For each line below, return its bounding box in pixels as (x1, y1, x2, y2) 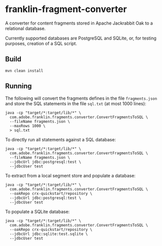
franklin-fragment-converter (5, 4, 127, 15)
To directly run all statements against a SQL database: (5, 136, 116, 142)
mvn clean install (5, 68, 43, 73)
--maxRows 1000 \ (9, 123, 46, 128)
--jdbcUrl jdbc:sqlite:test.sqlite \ (9, 231, 88, 236)
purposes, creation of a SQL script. (5, 40, 77, 46)
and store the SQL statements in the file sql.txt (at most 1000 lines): (5, 100, 147, 106)
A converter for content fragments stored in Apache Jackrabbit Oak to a (5, 20, 153, 26)
